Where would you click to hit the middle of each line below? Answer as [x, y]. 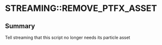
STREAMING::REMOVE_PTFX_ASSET [81, 8]
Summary [20, 26]
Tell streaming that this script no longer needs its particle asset [68, 37]
